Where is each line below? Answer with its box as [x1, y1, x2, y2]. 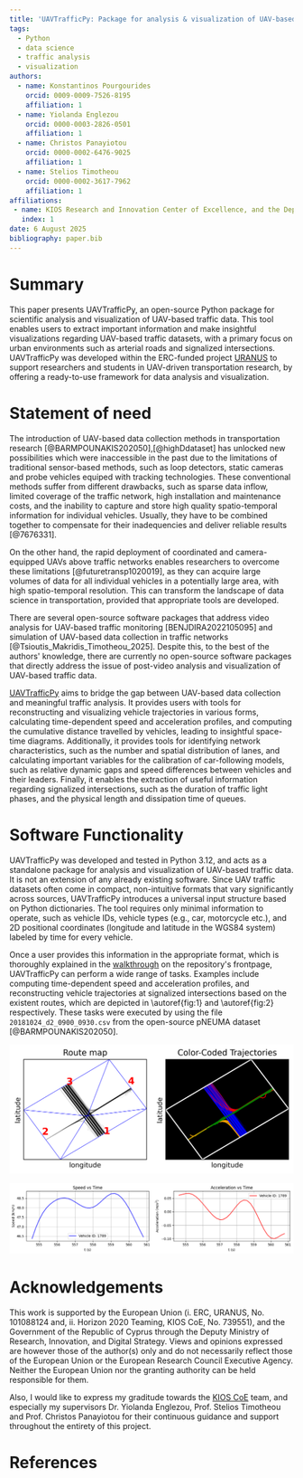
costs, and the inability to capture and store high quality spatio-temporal [9, 500, 278, 511]
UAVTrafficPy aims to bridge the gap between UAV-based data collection [9, 687, 281, 698]
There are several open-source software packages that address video [9, 611, 270, 623]
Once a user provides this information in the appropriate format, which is [9, 949, 280, 960]
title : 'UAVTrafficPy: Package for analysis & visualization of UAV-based [9, 14, 297, 24]
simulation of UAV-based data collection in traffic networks [9, 631, 229, 642]
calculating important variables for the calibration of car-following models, [9, 754, 285, 765]
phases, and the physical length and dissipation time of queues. [9, 792, 246, 804]
